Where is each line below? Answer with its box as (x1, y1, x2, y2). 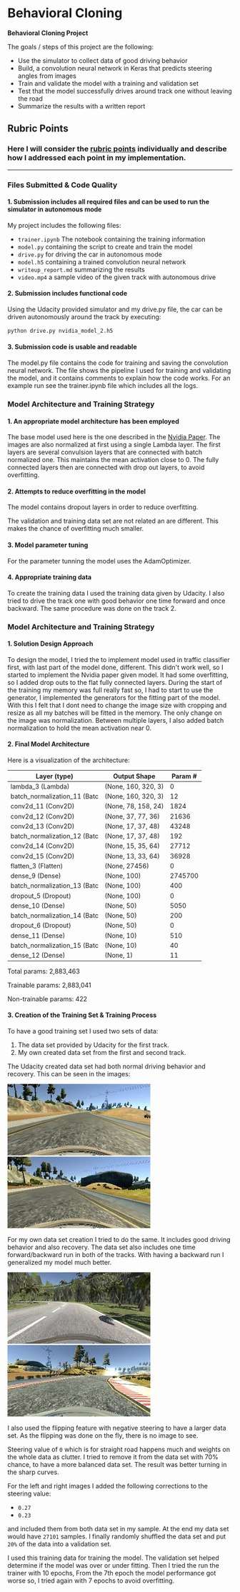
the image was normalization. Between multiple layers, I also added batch (7, 716, 224, 724)
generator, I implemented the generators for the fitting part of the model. (7, 693, 221, 701)
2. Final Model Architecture (7, 740, 90, 749)
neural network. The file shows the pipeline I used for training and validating (7, 366, 231, 375)
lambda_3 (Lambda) (10, 782, 70, 791)
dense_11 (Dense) (10, 931, 66, 940)
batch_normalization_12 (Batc (10, 832, 99, 841)
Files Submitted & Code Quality (7, 180, 118, 190)
